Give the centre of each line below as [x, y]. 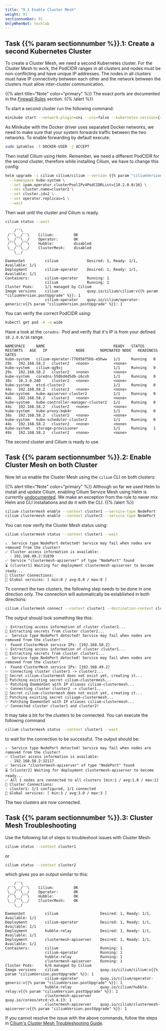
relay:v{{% [16, 991]
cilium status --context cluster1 [41, 846]
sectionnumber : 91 [24, 19]
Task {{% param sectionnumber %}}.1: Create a [80, 43]
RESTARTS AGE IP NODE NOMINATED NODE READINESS [82, 350]
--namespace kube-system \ [37, 180]
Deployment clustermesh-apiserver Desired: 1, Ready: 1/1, [78, 940]
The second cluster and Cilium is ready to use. [52, 442]
